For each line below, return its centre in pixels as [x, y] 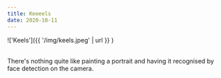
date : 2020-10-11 [32, 20]
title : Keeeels [29, 14]
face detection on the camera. [51, 68]
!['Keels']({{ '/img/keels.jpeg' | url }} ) [61, 40]
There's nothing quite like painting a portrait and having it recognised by [111, 61]
